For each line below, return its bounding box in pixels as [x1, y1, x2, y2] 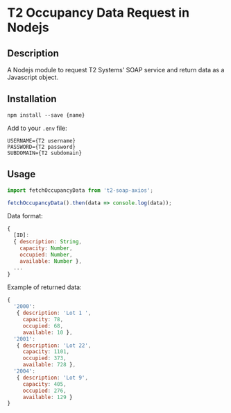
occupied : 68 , [22, 322, 64, 330]
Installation [7, 93, 57, 105]
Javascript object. [7, 73, 59, 81]
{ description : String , [13, 238, 82, 245]
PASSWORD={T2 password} [7, 143, 76, 150]
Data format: [7, 212, 43, 220]
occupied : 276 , [22, 387, 67, 394]
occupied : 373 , [22, 355, 67, 362]
